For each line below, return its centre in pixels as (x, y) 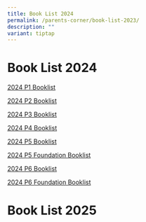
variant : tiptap (31, 33)
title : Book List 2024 (40, 14)
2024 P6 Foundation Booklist (49, 182)
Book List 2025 (52, 210)
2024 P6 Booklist (32, 169)
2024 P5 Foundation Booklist (49, 155)
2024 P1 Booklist (32, 88)
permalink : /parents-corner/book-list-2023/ (73, 20)
